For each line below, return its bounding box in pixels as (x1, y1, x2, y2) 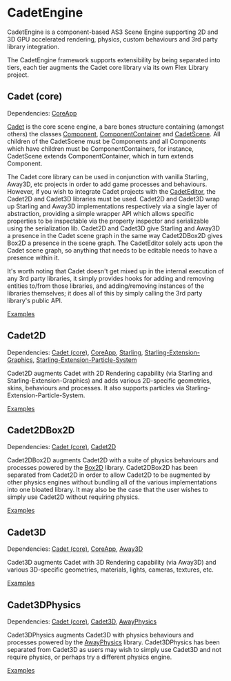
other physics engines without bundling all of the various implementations (7, 478, 217, 487)
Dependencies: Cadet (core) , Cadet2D (7, 443, 117, 451)
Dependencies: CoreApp (7, 109, 77, 117)
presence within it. (7, 253, 60, 262)
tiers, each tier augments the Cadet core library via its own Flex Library (7, 63, 209, 71)
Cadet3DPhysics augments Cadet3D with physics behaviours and (7, 631, 194, 639)
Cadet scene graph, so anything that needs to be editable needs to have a (7, 246, 218, 254)
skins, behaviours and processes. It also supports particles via (7, 383, 185, 392)
